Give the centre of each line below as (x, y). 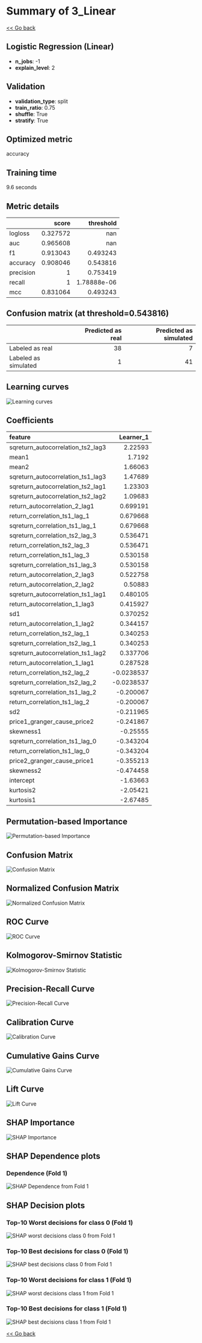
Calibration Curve (40, 1022)
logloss (20, 233)
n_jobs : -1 (27, 61)
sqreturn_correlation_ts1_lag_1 (53, 526)
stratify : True (32, 120)
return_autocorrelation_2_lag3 (52, 575)
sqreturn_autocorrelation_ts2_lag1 (58, 486)
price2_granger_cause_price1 (52, 761)
